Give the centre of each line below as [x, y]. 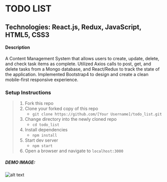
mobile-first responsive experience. [42, 80]
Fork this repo [39, 103]
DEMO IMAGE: [20, 162]
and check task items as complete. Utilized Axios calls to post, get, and [78, 64]
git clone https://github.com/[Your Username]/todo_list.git [97, 114]
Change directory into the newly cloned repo [71, 119]
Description [18, 47]
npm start [42, 146]
